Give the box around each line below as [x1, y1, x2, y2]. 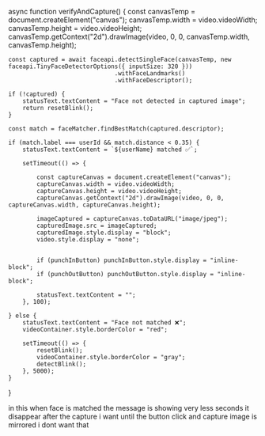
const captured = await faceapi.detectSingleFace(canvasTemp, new [8, 55, 232, 63]
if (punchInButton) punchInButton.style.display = [36, 256, 207, 264]
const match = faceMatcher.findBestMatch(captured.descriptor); [8, 125, 225, 133]
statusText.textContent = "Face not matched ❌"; [22, 319, 187, 327]
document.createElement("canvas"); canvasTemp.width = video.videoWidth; [8, 15, 258, 25]
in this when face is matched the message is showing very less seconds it [8, 404, 249, 412]
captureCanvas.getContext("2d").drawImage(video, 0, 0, [36, 194, 225, 202]
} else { [8, 312, 37, 320]
